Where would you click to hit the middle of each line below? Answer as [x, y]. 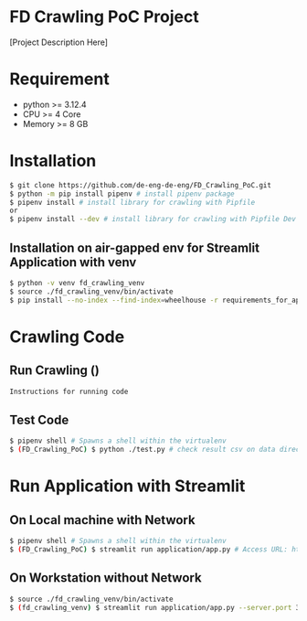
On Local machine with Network [102, 520]
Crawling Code [67, 337]
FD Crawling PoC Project [104, 17]
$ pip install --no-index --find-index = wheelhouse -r [114, 300]
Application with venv [73, 262]
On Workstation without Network [106, 578]
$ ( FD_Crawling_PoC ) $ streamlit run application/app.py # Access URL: [148, 549]
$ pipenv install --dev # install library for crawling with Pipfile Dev [153, 219]
